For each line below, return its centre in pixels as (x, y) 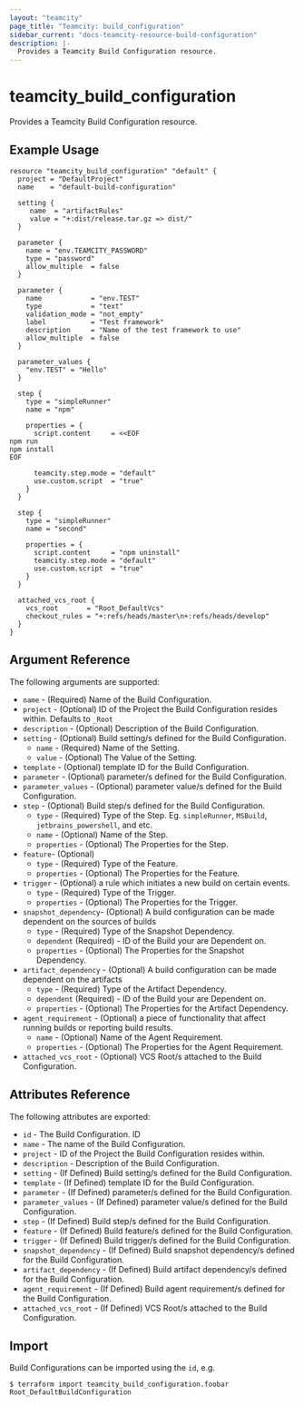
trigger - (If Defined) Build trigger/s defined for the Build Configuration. (157, 1240)
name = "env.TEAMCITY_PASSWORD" (87, 251)
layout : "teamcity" (46, 18)
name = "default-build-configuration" (97, 187)
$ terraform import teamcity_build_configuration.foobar (119, 1385)
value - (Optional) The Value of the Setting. (117, 757)
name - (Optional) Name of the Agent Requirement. (130, 1037)
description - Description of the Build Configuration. (121, 1163)
